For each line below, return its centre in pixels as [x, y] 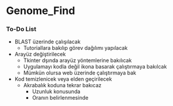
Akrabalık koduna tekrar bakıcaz [62, 86]
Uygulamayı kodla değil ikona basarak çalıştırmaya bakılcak [95, 67]
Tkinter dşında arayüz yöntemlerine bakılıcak [77, 60]
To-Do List [21, 29]
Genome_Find [40, 11]
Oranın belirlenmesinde [60, 98]
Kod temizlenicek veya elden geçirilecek [63, 79]
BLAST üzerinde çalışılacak [48, 42]
